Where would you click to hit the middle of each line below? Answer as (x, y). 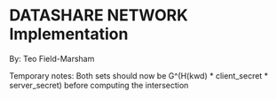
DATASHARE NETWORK (99, 15)
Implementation (69, 34)
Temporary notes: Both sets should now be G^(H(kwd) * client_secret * (139, 75)
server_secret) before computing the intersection (99, 85)
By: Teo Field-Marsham (52, 58)
